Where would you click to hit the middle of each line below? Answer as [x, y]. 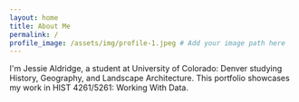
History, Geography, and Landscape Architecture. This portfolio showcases [149, 79]
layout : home [34, 18]
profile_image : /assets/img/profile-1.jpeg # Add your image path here [147, 43]
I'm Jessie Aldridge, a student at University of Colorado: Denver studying [146, 69]
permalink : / [34, 34]
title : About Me [40, 26]
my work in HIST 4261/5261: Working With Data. [99, 88]
